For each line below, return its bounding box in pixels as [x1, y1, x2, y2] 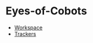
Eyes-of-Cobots [5, 4, 88, 18]
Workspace [14, 24, 43, 31]
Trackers [14, 30, 36, 37]
